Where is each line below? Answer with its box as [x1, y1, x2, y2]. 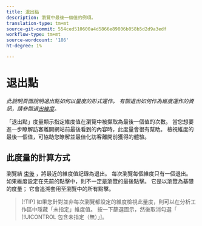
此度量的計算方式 [6, 152, 70, 163]
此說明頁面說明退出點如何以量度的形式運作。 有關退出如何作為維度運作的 [6, 97, 189, 104]
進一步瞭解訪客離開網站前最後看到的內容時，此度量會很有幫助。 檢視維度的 [6, 125, 194, 132]
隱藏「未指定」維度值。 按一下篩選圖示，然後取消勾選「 [37, 205, 177, 213]
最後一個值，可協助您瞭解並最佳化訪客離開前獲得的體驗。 [6, 133, 150, 140]
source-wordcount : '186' [6, 37, 69, 43]
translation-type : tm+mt [6, 20, 69, 26]
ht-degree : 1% [6, 43, 42, 49]
